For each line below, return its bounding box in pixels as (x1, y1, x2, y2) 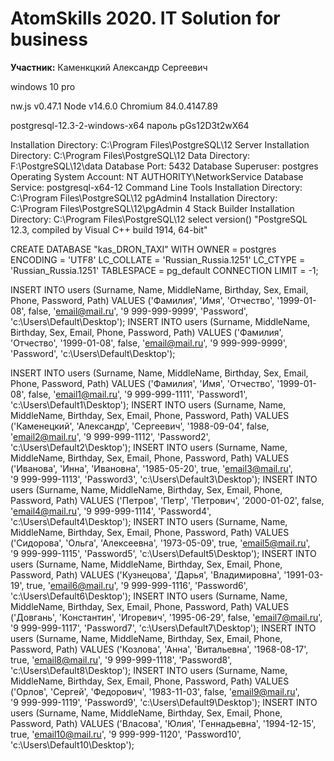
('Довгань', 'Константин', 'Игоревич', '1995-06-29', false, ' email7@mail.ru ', (10, 611, 323, 623)
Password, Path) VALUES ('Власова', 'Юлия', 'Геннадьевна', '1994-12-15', (10, 717, 317, 729)
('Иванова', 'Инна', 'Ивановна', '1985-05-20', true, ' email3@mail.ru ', (10, 462, 293, 474)
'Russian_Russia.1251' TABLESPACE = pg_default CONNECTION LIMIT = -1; (10, 264, 319, 276)
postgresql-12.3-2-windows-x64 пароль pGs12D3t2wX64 (10, 119, 250, 131)
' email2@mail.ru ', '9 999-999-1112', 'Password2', (10, 430, 211, 442)
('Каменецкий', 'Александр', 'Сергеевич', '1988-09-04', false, (10, 420, 270, 432)
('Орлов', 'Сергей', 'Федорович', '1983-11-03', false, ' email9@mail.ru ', (10, 685, 300, 697)
